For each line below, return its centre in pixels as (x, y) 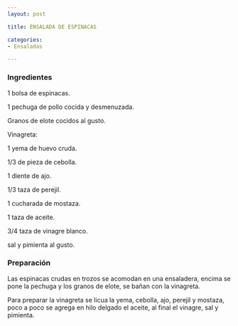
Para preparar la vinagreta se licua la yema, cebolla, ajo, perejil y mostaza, (116, 300)
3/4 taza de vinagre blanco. (48, 231)
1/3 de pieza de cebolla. (42, 162)
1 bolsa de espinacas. (39, 93)
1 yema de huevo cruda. (42, 148)
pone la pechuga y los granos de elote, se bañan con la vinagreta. (104, 286)
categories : (25, 40)
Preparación (29, 263)
